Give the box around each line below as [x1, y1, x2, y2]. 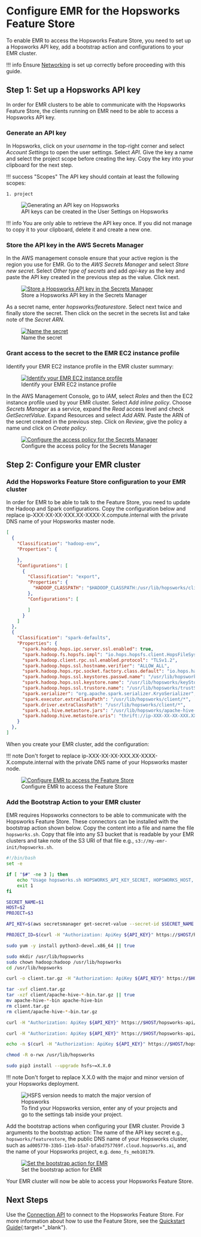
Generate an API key [6, 128, 67, 137]
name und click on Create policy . [6, 424, 88, 432]
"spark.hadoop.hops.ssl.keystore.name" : [22, 679, 124, 685]
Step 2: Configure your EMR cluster [6, 460, 141, 470]
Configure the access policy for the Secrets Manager [21, 442, 152, 450]
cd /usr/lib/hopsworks [6, 965, 63, 971]
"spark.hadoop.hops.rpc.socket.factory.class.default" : [22, 668, 165, 675]
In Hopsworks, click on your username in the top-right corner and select [6, 142, 185, 149]
